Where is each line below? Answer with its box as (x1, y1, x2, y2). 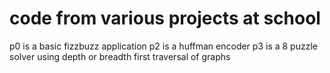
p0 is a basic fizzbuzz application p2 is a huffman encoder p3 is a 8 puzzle (9, 40, 318, 52)
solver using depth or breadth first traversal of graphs (9, 50, 231, 62)
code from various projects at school (9, 7, 321, 30)
